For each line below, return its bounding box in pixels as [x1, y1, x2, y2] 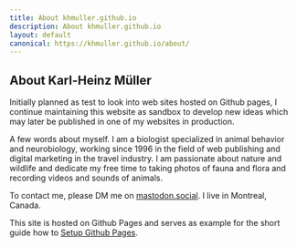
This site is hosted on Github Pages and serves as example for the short [9, 218, 281, 229]
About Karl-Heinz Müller [9, 72, 153, 87]
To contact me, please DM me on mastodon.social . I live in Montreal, [9, 190, 267, 201]
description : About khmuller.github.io [9, 22, 162, 31]
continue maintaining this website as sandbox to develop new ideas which [9, 107, 289, 118]
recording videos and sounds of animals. [9, 172, 163, 183]
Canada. [9, 200, 41, 211]
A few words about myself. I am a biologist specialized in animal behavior [9, 134, 285, 145]
